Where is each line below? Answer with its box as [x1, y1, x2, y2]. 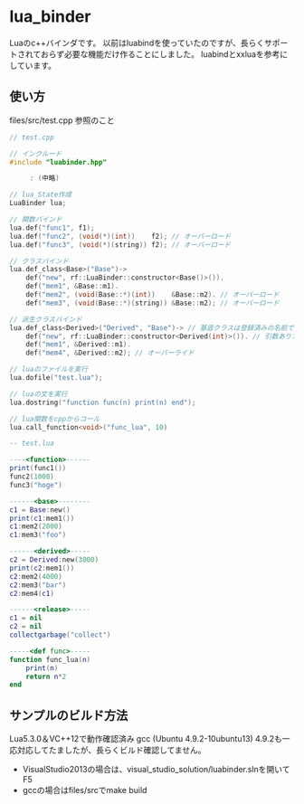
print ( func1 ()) [9, 464, 67, 473]
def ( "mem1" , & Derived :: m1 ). [25, 340, 131, 349]
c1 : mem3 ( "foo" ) [9, 531, 67, 540]
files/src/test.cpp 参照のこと [9, 115, 115, 126]
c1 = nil [9, 613, 43, 623]
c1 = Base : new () [9, 505, 71, 515]
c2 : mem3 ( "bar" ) [9, 581, 67, 590]
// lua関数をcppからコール [9, 414, 100, 423]
